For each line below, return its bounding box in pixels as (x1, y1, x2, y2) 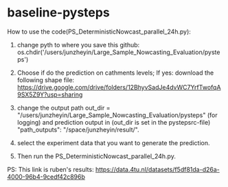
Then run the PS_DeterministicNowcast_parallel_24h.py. (16, 152, 176, 160)
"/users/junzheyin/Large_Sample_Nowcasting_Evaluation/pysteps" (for (16, 111, 218, 119)
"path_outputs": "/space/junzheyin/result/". (16, 125, 139, 134)
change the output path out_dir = (16, 103, 111, 112)
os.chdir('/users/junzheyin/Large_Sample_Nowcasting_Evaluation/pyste (16, 48, 220, 56)
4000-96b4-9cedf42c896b (7, 173, 86, 181)
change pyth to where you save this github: (16, 40, 140, 49)
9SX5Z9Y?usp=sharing (16, 90, 83, 99)
